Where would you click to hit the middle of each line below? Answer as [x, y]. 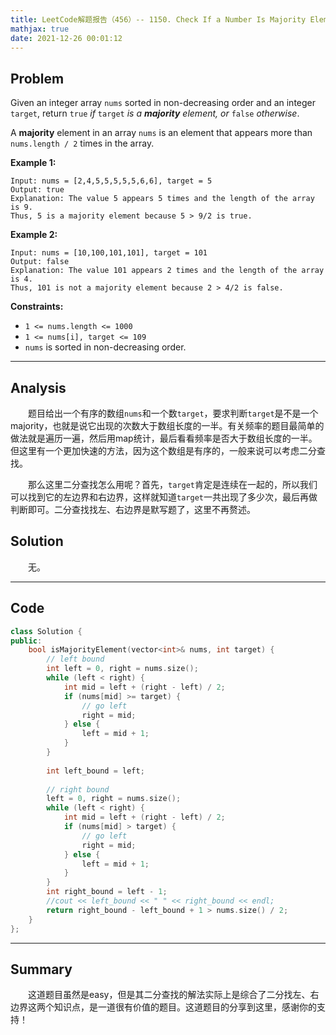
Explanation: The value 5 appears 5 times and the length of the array [162, 199]
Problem [37, 78]
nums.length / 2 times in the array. [82, 143]
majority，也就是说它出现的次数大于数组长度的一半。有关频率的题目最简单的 [167, 425]
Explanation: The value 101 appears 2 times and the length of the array [167, 271]
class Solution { [46, 631]
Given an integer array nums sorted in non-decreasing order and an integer [163, 103]
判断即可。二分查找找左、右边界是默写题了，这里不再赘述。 [133, 509]
